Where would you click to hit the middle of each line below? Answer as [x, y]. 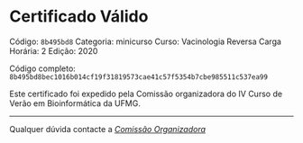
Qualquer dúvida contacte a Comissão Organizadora [107, 129]
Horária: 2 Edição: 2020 [54, 50]
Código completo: [43, 68]
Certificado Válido [79, 17]
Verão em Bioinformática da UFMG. [75, 103]
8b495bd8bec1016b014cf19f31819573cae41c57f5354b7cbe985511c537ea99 [139, 77]
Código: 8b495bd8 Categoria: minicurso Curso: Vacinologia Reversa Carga [146, 41]
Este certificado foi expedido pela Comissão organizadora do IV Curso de [146, 94]
